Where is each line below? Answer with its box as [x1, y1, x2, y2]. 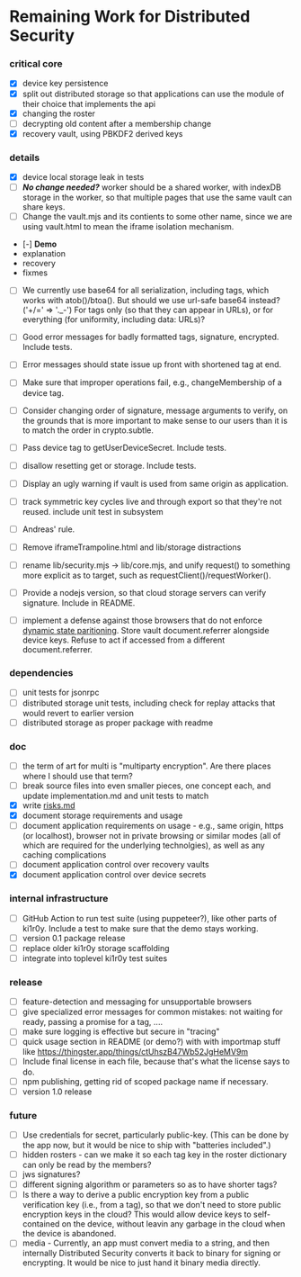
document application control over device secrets [22, 869, 207, 880]
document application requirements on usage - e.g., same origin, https [22, 821, 285, 832]
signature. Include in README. [22, 598, 136, 608]
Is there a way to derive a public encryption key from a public [22, 1190, 250, 1201]
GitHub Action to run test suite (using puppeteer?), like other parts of [22, 913, 277, 923]
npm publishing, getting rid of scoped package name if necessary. [22, 1075, 269, 1086]
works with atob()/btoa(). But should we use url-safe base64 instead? [22, 295, 280, 306]
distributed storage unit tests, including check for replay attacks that [22, 697, 276, 708]
